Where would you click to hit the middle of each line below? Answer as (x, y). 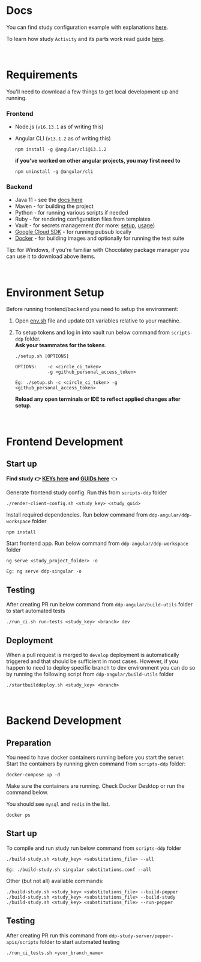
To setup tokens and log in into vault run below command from (92, 333)
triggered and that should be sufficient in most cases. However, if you (92, 661)
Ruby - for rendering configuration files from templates (83, 219)
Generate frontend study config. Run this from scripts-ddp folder (87, 492)
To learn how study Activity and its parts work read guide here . (85, 39)
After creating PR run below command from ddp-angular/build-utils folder (100, 605)
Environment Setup (55, 292)
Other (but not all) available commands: (55, 881)
